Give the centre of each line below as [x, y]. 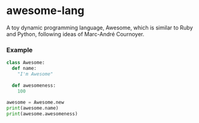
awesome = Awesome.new [35, 102]
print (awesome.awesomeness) [42, 114]
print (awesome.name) [33, 108]
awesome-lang [45, 11]
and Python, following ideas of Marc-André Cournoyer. [75, 34]
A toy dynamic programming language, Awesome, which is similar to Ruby [100, 28]
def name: [24, 69]
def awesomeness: [34, 85]
